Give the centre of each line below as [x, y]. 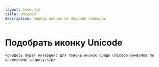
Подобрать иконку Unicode [64, 42]
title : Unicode [21, 14]
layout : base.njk [23, 9]
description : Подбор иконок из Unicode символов [56, 18]
